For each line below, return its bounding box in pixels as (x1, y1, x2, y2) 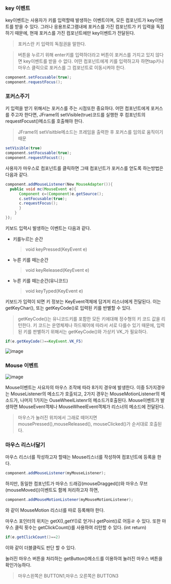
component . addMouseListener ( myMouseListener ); (5, 471, 106, 476)
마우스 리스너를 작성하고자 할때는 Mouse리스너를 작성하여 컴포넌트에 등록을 (5, 454, 156, 460)
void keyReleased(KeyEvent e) (25, 267, 90, 273)
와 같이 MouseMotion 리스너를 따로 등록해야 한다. (5, 507, 105, 513)
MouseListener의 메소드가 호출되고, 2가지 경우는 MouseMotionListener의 (10, 391, 160, 397)
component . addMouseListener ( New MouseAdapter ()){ (5, 182, 113, 187)
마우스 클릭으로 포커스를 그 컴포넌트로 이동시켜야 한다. (17, 65, 126, 71)
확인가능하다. (5, 562, 32, 568)
